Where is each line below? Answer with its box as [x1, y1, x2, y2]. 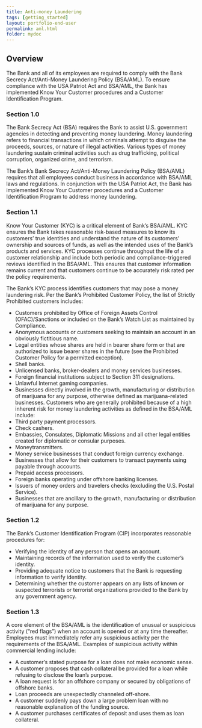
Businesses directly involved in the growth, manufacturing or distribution [14, 386, 195, 393]
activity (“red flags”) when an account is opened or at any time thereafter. [6, 627, 189, 635]
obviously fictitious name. [14, 335, 79, 342]
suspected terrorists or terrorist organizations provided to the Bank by [14, 586, 189, 593]
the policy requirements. [6, 273, 67, 280]
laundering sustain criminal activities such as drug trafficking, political [6, 149, 179, 157]
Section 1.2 [6, 516, 40, 524]
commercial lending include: [6, 647, 76, 654]
